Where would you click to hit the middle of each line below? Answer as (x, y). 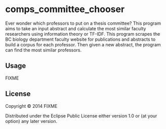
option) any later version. (31, 121)
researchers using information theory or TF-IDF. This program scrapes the (83, 34)
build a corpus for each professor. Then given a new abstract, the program (83, 44)
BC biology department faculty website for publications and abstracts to (80, 39)
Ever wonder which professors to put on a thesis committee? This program (83, 23)
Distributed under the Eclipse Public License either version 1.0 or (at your (81, 116)
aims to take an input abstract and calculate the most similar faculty (76, 28)
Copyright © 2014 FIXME (31, 106)
